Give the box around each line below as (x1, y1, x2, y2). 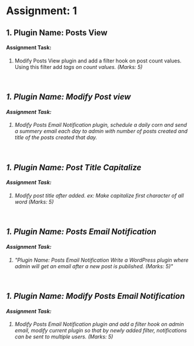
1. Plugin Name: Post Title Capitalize (6, 162, 142, 172)
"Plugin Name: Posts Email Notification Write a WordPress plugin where (14, 256, 189, 263)
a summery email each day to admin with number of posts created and (14, 128, 188, 135)
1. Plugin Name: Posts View (6, 28, 108, 38)
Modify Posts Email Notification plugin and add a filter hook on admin (14, 321, 184, 328)
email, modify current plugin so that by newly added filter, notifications (14, 327, 187, 334)
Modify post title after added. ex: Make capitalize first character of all (14, 192, 184, 199)
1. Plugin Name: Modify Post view (6, 92, 131, 102)
